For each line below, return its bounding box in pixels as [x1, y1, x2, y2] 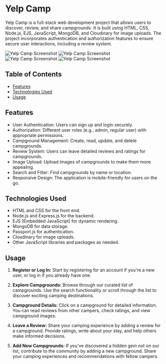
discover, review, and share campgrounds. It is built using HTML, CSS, [5, 24, 150, 30]
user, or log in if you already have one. [12, 272, 91, 278]
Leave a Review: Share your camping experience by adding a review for [12, 323, 161, 329]
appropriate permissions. [12, 132, 64, 138]
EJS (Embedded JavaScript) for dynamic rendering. [12, 218, 119, 224]
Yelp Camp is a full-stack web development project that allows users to [5, 19, 151, 25]
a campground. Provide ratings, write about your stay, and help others [12, 328, 157, 334]
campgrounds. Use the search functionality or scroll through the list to [12, 287, 157, 293]
